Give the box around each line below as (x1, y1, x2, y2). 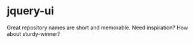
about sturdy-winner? (7, 30, 61, 37)
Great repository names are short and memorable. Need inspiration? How (7, 24, 189, 31)
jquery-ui (7, 4, 55, 18)
